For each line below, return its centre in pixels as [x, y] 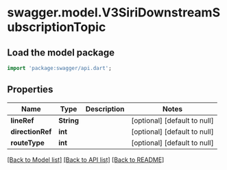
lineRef [22, 120]
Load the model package [61, 52]
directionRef [31, 132]
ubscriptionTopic [57, 27]
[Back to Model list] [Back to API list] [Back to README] [86, 160]
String [68, 120]
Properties [30, 89]
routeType [27, 143]
